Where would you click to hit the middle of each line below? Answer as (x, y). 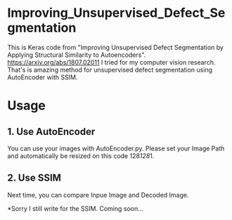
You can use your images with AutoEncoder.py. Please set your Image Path (116, 148)
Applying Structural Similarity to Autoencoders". (77, 55)
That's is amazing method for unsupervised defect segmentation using (110, 70)
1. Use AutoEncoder (51, 131)
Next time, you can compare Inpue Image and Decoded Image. (98, 195)
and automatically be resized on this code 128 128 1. (81, 155)
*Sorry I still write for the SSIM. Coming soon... (76, 208)
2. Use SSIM (34, 178)
